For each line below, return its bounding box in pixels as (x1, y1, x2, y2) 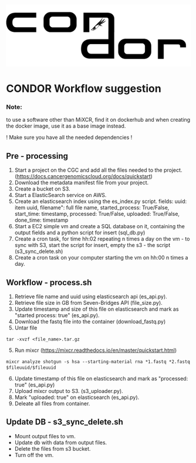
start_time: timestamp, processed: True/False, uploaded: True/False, (14, 211, 180, 218)
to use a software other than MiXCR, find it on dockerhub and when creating (6, 116, 191, 124)
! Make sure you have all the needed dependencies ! (6, 134, 133, 141)
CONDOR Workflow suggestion (6, 82, 161, 95)
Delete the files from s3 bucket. (14, 445, 91, 452)
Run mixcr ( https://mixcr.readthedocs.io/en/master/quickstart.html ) (14, 347, 177, 354)
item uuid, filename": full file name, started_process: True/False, (14, 204, 170, 211)
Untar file (14, 324, 38, 331)
